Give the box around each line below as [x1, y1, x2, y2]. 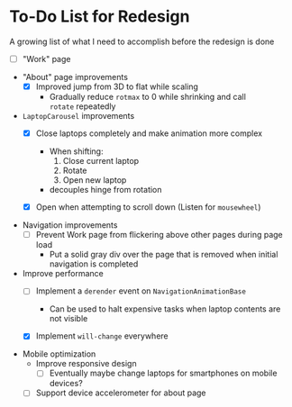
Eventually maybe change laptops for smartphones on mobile [49, 367, 278, 379]
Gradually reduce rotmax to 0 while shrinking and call [49, 92, 246, 103]
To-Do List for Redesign [9, 6, 190, 27]
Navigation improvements [22, 220, 118, 231]
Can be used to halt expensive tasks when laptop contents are [49, 303, 281, 314]
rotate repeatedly [49, 101, 116, 112]
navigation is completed [49, 258, 139, 269]
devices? [49, 378, 83, 389]
